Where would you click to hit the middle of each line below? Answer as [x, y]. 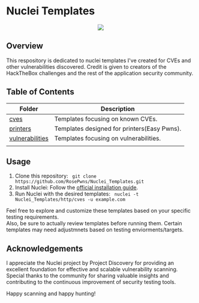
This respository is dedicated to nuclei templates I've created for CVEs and [99, 60]
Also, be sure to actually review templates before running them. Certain [94, 224]
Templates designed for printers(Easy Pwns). [118, 128]
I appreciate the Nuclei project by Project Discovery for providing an [90, 263]
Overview [25, 46]
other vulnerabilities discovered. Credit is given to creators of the [86, 66]
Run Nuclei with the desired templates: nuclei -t [77, 194]
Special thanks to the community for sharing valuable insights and [88, 276]
